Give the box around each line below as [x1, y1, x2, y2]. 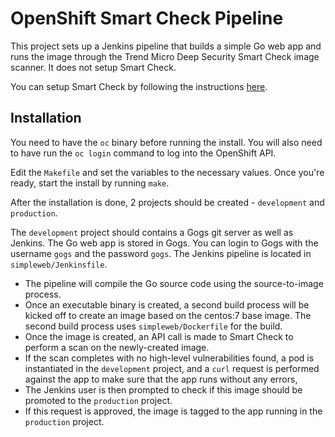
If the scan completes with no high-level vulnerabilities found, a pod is [24, 352, 315, 364]
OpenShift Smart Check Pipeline [10, 7, 284, 30]
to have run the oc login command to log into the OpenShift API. [10, 147, 277, 159]
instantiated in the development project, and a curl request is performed [24, 362, 320, 374]
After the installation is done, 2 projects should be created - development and [10, 196, 325, 208]
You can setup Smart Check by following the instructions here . [10, 80, 268, 92]
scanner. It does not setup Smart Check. [10, 61, 177, 73]
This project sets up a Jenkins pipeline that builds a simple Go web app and [10, 40, 322, 52]
